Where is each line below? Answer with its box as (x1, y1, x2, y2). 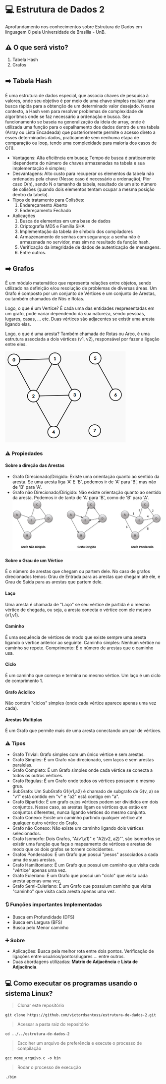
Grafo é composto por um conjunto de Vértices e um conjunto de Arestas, (5, 290, 156, 296)
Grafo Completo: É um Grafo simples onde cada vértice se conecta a (12, 767, 153, 773)
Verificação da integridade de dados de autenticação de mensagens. (19, 244, 161, 250)
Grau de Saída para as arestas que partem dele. (5, 579, 103, 585)
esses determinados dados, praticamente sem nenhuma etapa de (5, 134, 140, 140)
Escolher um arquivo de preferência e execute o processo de (17, 1040, 142, 1046)
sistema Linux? (5, 989, 53, 998)
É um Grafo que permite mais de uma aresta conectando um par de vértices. (5, 728, 162, 734)
